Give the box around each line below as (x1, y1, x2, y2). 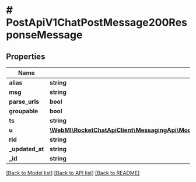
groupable (9, 107, 38, 115)
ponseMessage (6, 29, 83, 41)
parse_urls (9, 97, 40, 106)
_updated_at (9, 145, 44, 153)
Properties (6, 51, 45, 61)
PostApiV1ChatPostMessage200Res (6, 16, 188, 29)
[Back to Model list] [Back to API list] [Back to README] (6, 170, 140, 176)
